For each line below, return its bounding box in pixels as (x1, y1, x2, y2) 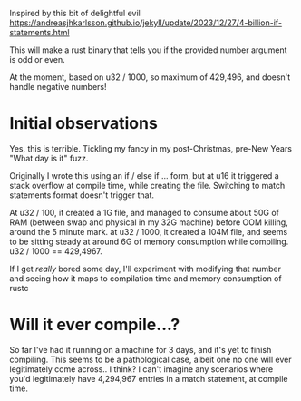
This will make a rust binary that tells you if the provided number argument (9, 44, 287, 55)
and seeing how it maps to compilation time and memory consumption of (9, 272, 283, 284)
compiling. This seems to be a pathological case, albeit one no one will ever (9, 354, 292, 365)
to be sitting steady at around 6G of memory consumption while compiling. (9, 236, 289, 247)
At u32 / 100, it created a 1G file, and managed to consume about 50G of (9, 207, 279, 218)
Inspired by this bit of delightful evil (9, 8, 141, 18)
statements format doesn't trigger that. (9, 190, 155, 200)
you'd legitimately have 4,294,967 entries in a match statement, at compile (9, 373, 288, 384)
